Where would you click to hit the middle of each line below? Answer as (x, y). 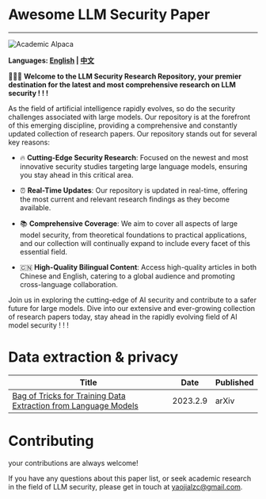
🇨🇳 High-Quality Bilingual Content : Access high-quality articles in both (138, 267)
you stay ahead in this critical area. (76, 175)
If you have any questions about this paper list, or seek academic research (130, 478)
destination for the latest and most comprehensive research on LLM (122, 84)
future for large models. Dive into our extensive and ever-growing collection (132, 308)
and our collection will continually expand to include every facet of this (135, 243)
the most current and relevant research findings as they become (124, 199)
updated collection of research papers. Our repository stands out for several (133, 133)
